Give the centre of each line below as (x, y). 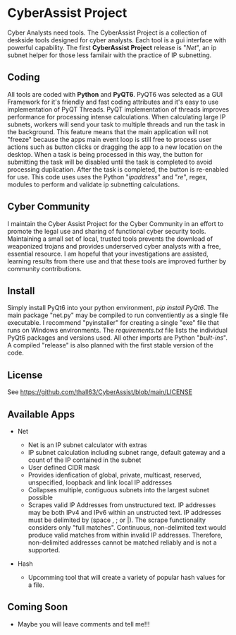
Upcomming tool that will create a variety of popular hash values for (126, 577)
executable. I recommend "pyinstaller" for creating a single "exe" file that (113, 323)
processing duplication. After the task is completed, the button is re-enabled (118, 169)
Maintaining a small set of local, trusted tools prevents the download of (110, 239)
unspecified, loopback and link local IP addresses (100, 482)
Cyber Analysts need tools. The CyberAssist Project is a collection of (107, 32)
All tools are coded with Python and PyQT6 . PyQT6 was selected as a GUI (115, 94)
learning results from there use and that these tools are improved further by (117, 261)
